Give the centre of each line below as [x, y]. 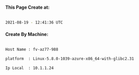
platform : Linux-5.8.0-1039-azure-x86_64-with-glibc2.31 [70, 59]
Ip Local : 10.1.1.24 [29, 68]
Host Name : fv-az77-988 [32, 50]
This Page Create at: [27, 7]
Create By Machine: [27, 34]
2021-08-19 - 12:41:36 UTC [34, 23]
